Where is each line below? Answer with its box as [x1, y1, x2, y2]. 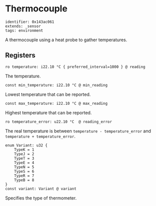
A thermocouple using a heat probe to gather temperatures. [5, 37, 128, 43]
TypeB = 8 [14, 177, 35, 183]
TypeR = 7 [14, 173, 35, 178]
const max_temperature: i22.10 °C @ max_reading [5, 101, 108, 106]
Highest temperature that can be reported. [5, 110, 92, 116]
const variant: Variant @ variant [5, 186, 77, 191]
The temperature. [5, 73, 41, 79]
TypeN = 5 [14, 164, 35, 169]
